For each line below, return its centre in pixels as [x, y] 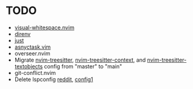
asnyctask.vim [33, 47]
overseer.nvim [32, 53]
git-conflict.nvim [35, 73]
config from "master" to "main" [83, 66]
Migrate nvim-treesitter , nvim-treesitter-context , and [80, 60]
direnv [23, 34]
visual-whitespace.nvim [44, 27]
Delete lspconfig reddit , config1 [54, 79]
